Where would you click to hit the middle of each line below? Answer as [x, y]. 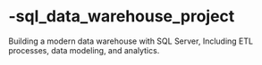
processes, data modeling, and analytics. [84, 50]
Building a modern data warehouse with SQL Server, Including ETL [131, 41]
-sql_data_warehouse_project [122, 16]
